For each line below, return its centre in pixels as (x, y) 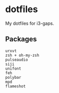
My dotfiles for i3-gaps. (30, 23)
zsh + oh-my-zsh (22, 55)
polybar (13, 77)
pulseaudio (17, 60)
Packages (21, 39)
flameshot (16, 86)
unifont (13, 68)
